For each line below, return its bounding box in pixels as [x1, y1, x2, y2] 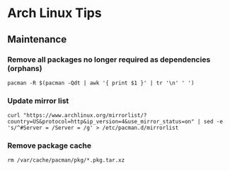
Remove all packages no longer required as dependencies [7, 55, 211, 65]
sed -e [203, 118, 223, 126]
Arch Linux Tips [7, 5, 102, 21]
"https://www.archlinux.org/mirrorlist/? [23, 112, 147, 119]
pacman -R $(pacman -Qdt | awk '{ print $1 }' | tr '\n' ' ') [7, 79, 195, 87]
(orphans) [7, 63, 42, 73]
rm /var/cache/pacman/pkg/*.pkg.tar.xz [7, 157, 125, 164]
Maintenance [7, 33, 67, 45]
